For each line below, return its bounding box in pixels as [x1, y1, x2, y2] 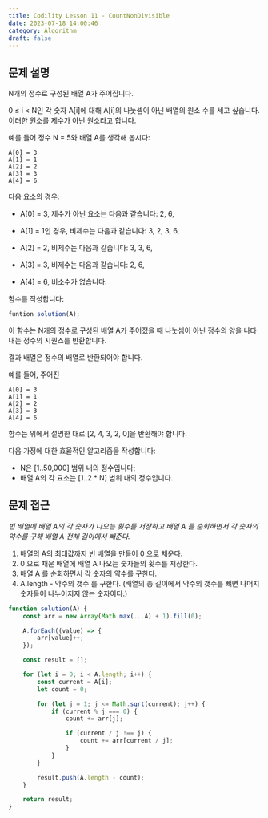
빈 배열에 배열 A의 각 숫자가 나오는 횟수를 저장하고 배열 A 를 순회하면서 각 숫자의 [8, 521, 258, 531]
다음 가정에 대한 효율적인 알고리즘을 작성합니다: [8, 446, 156, 456]
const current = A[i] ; [37, 678, 113, 686]
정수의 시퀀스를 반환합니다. [22, 335, 107, 345]
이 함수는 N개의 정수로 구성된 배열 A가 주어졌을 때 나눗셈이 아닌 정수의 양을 [8, 326, 242, 335]
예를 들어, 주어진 [8, 370, 60, 379]
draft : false [8, 34, 52, 43]
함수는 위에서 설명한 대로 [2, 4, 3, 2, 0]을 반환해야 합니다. [8, 428, 188, 438]
